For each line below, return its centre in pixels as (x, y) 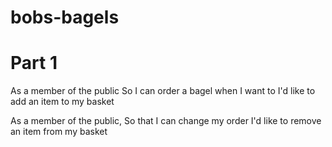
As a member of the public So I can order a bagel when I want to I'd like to (163, 91)
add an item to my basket (62, 102)
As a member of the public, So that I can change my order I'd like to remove (166, 121)
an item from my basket (59, 132)
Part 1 (34, 63)
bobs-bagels (65, 17)
